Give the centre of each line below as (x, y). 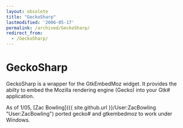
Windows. (18, 120)
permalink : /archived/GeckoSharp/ (48, 28)
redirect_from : (25, 33)
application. (20, 96)
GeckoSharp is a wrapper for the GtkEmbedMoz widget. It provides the (91, 84)
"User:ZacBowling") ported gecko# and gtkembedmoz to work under (89, 113)
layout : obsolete (27, 11)
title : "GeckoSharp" (31, 17)
